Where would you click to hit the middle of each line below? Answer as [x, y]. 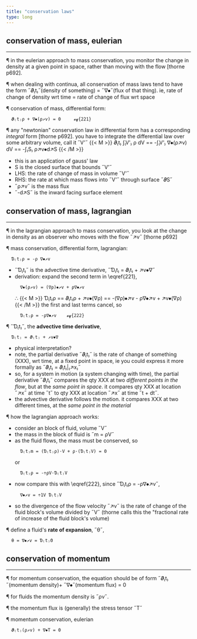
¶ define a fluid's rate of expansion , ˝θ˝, [55, 530]
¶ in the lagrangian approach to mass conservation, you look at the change [96, 231]
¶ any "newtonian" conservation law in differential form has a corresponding [98, 130]
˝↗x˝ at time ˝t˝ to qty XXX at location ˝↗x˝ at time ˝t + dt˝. [87, 393]
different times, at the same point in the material [73, 405]
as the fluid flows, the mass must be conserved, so [76, 440]
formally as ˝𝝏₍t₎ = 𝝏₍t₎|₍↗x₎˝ [47, 367]
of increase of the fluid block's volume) [62, 519]
